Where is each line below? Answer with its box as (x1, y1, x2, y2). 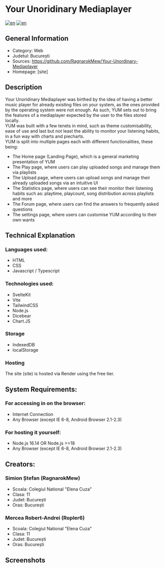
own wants (12, 217, 35, 223)
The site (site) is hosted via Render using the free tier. (5, 371, 115, 377)
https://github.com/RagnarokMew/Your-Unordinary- (32, 58, 138, 64)
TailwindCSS (12, 302, 39, 308)
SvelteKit (12, 292, 31, 298)
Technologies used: (5, 280, 54, 287)
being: (5, 144, 18, 150)
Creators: (5, 460, 36, 468)
